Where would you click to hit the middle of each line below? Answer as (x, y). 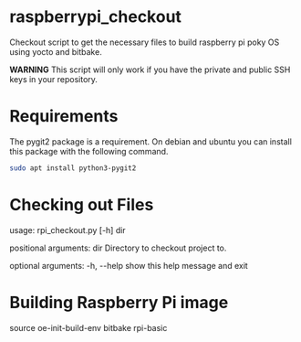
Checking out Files (82, 204)
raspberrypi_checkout (96, 17)
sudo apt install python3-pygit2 (73, 168)
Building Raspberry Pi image (119, 302)
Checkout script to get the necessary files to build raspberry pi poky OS (145, 42)
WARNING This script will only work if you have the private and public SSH (150, 69)
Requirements (64, 117)
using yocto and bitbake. (56, 51)
